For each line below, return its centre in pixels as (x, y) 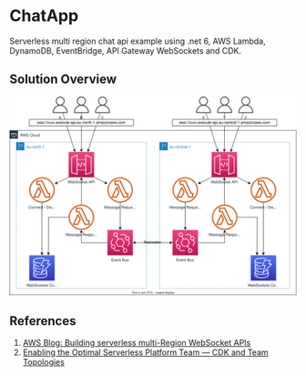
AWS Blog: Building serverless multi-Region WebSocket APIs (137, 343)
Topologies (44, 362)
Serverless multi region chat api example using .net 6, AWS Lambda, (138, 41)
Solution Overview (63, 80)
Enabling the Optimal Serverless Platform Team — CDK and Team (145, 352)
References (43, 321)
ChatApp (44, 16)
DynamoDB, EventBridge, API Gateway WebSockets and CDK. (126, 50)
